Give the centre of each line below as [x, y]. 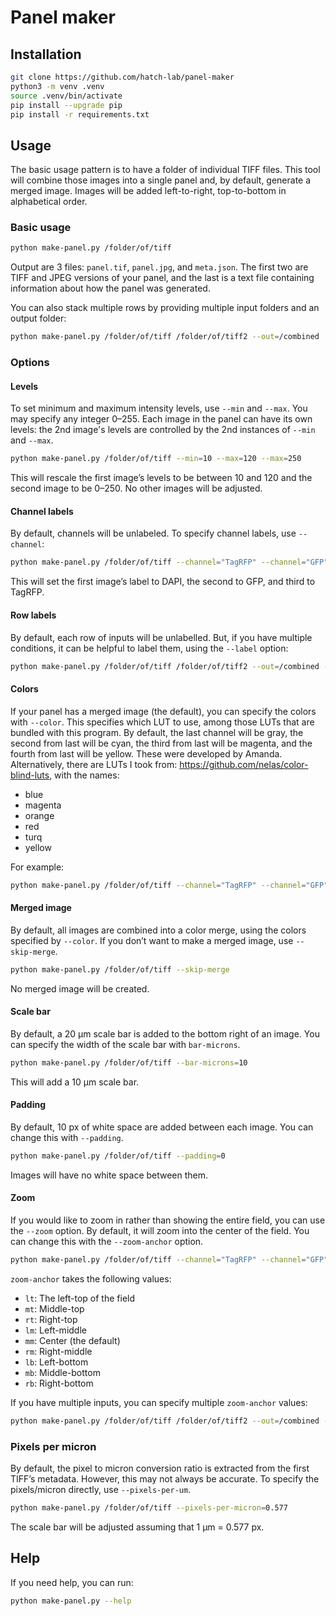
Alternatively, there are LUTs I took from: [94, 764]
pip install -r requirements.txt [80, 114]
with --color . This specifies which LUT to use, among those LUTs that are [162, 722]
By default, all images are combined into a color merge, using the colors [158, 930]
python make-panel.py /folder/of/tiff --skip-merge [120, 969]
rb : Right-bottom [59, 1383]
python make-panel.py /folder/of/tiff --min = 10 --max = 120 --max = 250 [156, 459]
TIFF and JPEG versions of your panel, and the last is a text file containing [162, 278]
